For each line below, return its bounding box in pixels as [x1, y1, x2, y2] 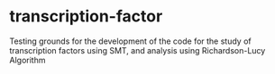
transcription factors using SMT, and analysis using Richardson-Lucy [9, 45, 266, 55]
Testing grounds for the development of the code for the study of [9, 36, 252, 46]
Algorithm [9, 54, 46, 65]
